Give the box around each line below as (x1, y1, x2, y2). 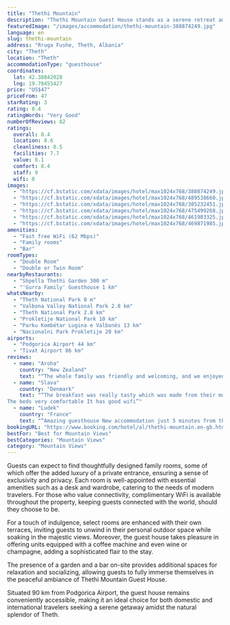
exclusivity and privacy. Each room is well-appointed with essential (7, 476, 196, 485)
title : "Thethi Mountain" (7, 10, 81, 17)
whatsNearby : (7, 290, 44, 297)
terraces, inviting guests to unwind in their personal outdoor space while (7, 526, 212, 534)
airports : (7, 335, 36, 342)
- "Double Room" (13, 258, 60, 265)
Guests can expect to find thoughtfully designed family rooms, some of (7, 461, 207, 470)
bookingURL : (7, 424, 41, 431)
